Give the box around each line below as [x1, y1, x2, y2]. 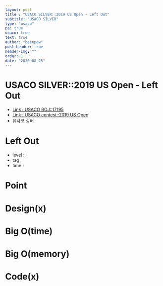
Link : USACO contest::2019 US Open [12, 112, 89, 118]
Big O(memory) [5, 248, 70, 259]
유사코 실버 [12, 118, 34, 124]
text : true [5, 35, 28, 40]
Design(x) [5, 202, 47, 214]
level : [12, 152, 25, 158]
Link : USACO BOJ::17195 [12, 106, 64, 112]
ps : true [5, 26, 23, 31]
